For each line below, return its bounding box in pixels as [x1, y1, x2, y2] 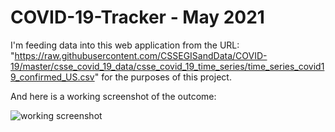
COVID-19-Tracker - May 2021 [10, 6, 265, 29]
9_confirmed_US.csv [10, 71, 95, 83]
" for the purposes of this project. [94, 71, 232, 83]
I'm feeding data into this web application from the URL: [10, 39, 240, 51]
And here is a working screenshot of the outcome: [10, 90, 217, 102]
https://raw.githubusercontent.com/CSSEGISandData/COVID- [14, 49, 268, 61]
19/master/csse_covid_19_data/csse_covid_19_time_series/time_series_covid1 [10, 60, 325, 72]
